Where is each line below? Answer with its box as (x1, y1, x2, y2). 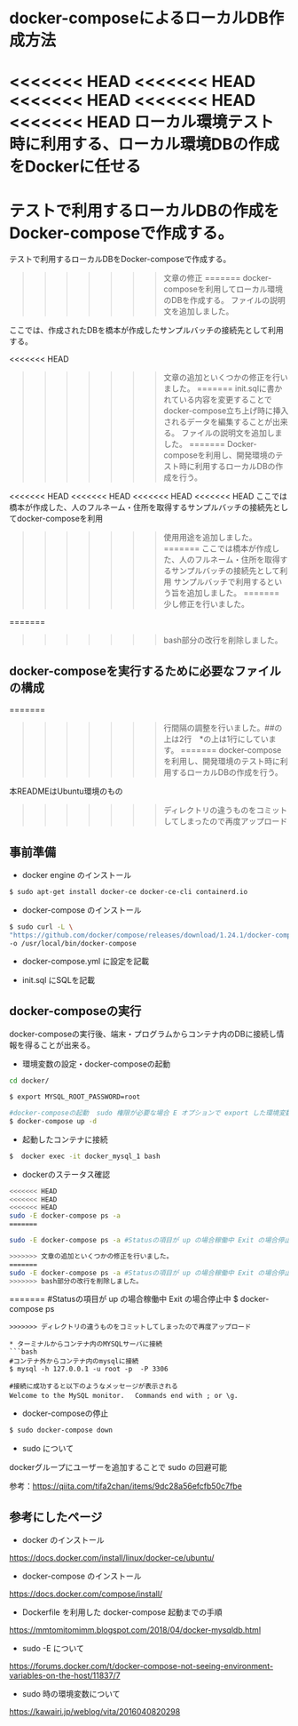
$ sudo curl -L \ (9, 922, 74, 931)
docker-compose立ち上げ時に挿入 (163, 405, 289, 416)
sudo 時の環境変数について (21, 1689, 121, 1699)
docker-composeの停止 (21, 1408, 109, 1418)
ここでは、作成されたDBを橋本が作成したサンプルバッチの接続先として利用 (9, 325, 284, 336)
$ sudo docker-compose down (9, 1426, 114, 1435)
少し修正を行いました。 (163, 599, 250, 610)
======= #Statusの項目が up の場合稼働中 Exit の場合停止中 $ (9, 1294, 239, 1305)
